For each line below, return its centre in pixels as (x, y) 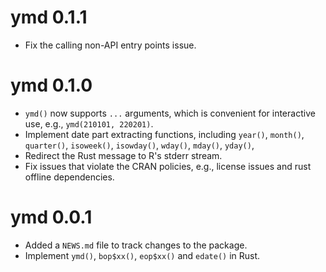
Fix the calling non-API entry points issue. (110, 45)
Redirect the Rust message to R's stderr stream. (123, 155)
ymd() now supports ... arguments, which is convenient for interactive (170, 113)
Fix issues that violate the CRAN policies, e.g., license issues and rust (168, 166)
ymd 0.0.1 (51, 217)
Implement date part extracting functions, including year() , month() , (164, 134)
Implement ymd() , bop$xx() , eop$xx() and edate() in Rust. (142, 255)
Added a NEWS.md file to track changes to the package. (136, 245)
